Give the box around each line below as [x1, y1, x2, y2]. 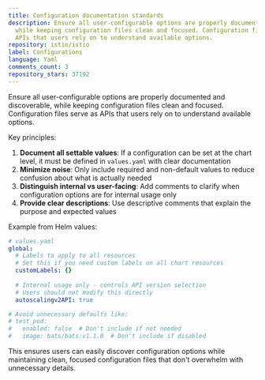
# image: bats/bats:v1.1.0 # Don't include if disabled [8, 333, 207, 340]
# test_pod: [8, 318, 47, 325]
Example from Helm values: [8, 222, 98, 231]
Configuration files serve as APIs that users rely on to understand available [8, 108, 251, 119]
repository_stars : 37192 [8, 70, 90, 78]
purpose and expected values [19, 206, 117, 216]
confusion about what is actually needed [19, 173, 152, 182]
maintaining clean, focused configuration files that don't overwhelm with [8, 355, 244, 364]
